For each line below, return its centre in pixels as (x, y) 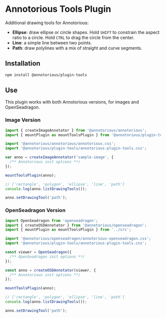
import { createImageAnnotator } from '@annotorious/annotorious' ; (76, 130)
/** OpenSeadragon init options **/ (47, 257)
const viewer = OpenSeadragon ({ (38, 252)
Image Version (23, 120)
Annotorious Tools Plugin (58, 9)
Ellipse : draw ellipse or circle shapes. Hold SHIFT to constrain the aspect (86, 32)
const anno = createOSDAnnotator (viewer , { (51, 270)
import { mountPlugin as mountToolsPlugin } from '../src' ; (68, 230)
